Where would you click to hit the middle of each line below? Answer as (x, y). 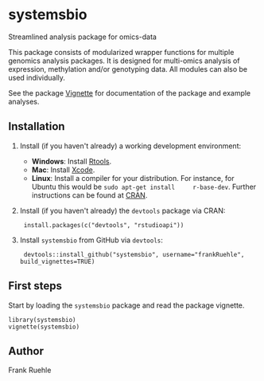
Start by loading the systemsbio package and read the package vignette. (126, 305)
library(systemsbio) (43, 320)
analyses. (24, 101)
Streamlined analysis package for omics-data (83, 37)
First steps (35, 286)
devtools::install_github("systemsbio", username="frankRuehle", (134, 254)
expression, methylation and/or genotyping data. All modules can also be (128, 69)
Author (26, 351)
